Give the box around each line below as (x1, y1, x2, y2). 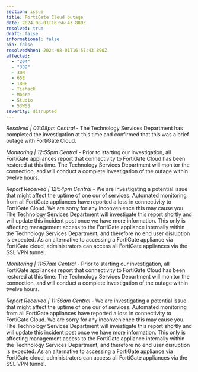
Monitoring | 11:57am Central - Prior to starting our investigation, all (6, 260, 170, 268)
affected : (6, 53, 31, 59)
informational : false (6, 36, 60, 42)
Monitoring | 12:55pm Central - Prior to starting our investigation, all (6, 149, 171, 156)
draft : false (6, 31, 39, 37)
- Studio (11, 97, 33, 103)
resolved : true (6, 25, 44, 32)
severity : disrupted (6, 108, 58, 114)
